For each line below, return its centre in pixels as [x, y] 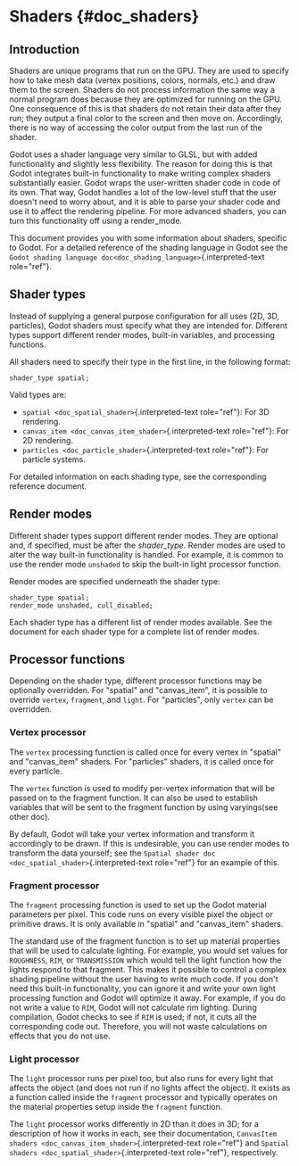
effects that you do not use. [60, 1036]
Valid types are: [38, 394]
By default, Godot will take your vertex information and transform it [132, 834]
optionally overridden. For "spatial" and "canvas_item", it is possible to [138, 691]
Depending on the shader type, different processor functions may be [136, 681]
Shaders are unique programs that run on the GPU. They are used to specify [149, 70]
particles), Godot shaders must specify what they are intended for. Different [149, 325]
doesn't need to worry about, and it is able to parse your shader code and [145, 202]
